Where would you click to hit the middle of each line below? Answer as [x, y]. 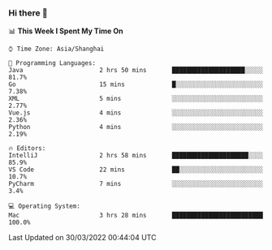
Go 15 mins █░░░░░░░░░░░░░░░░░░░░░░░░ [136, 84]
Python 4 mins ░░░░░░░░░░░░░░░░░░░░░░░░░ [136, 127]
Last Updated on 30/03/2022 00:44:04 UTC [82, 238]
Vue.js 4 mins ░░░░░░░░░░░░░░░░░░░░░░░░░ [136, 113]
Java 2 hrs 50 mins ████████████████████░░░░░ [136, 71]
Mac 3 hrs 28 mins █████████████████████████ [136, 216]
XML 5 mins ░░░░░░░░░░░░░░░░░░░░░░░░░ [136, 99]
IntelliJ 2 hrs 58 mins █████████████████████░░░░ [136, 156]
